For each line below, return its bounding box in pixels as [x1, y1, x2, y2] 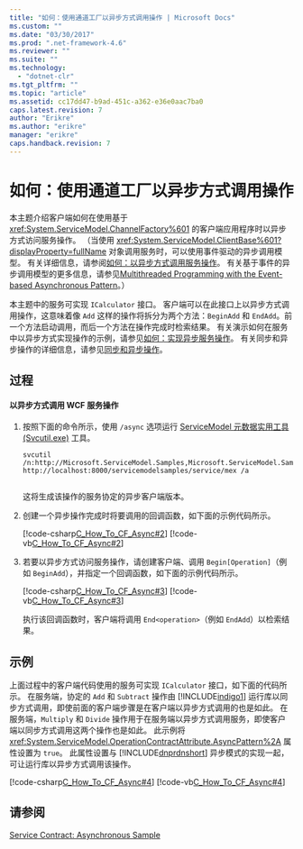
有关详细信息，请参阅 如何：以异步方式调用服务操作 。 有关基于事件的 [26, 257, 282, 268]
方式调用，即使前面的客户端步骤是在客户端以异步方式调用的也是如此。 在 [16, 702, 289, 713]
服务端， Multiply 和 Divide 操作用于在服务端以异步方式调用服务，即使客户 [9, 714, 287, 725]
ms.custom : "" [9, 22, 63, 31]
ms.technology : [9, 64, 67, 73]
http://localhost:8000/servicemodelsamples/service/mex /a [22, 466, 250, 476]
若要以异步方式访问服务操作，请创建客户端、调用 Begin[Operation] [22, 556, 272, 568]
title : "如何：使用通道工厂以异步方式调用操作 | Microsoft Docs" [9, 13, 236, 23]
